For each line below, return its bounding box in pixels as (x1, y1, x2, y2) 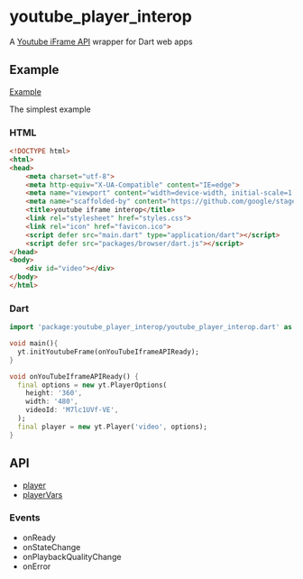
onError (22, 561, 51, 572)
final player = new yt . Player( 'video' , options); (17, 422, 207, 431)
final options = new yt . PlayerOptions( (17, 381, 168, 390)
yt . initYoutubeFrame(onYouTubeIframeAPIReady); (17, 347, 200, 356)
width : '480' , (25, 397, 78, 407)
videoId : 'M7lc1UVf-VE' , (25, 406, 119, 415)
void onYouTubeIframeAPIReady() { (9, 372, 140, 381)
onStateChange (22, 541, 81, 552)
